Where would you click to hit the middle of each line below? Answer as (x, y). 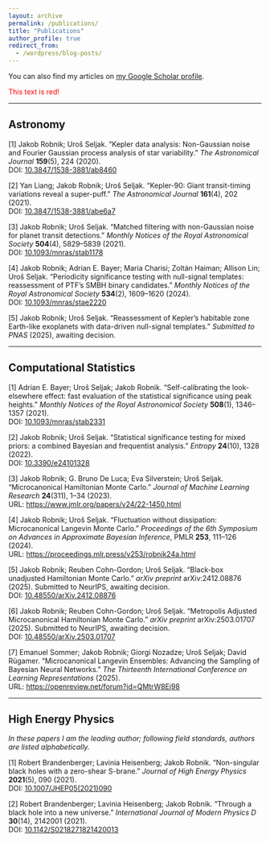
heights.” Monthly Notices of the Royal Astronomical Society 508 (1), (121, 404)
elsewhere (25, 396)
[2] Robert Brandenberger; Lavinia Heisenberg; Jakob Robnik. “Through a (130, 804)
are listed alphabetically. (49, 747)
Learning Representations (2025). (64, 678)
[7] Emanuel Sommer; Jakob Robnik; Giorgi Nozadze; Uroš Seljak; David (127, 652)
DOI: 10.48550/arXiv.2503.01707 (62, 637)
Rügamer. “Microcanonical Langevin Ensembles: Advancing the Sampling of (134, 661)
